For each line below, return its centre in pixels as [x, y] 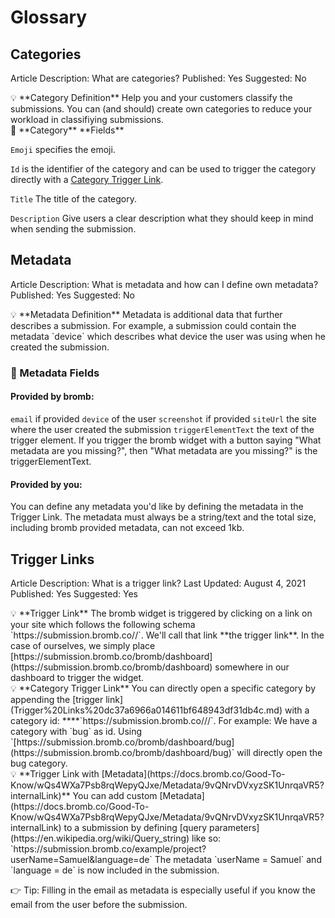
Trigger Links [52, 559]
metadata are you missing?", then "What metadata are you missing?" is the [164, 450]
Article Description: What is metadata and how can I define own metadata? [164, 284]
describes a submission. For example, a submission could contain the [153, 325]
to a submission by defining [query [135, 827]
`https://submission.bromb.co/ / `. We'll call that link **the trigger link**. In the [167, 635]
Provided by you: [46, 484]
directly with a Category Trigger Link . [87, 179]
